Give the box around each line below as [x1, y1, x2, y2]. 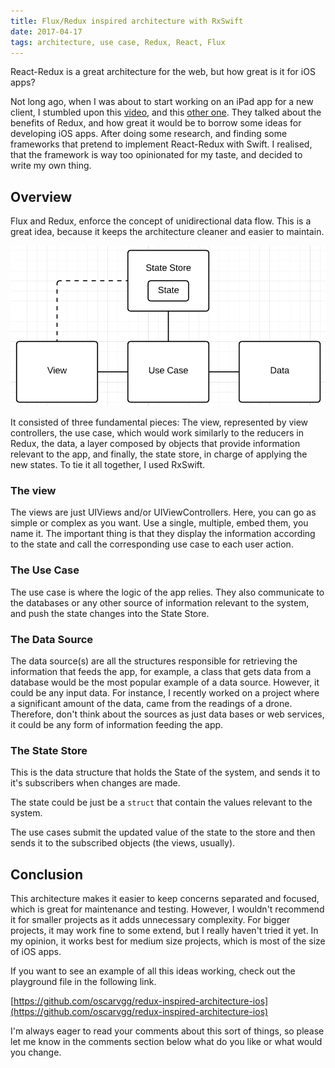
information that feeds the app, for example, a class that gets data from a [10, 665, 312, 677]
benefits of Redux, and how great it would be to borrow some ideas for [10, 117, 302, 129]
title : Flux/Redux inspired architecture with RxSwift [10, 16, 244, 26]
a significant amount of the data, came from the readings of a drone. [10, 697, 293, 709]
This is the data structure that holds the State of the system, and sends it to [10, 766, 321, 779]
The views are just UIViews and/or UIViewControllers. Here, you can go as [10, 506, 317, 519]
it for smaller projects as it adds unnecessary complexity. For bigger [10, 914, 291, 926]
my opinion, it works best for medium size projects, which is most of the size [10, 935, 326, 947]
